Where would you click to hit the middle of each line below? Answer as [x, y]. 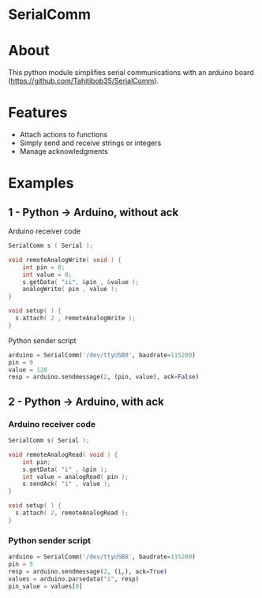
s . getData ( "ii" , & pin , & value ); [81, 282]
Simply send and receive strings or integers [90, 143]
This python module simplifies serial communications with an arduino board [131, 73]
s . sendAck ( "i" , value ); [67, 484]
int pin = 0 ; [44, 267]
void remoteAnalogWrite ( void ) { [65, 260]
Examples [41, 183]
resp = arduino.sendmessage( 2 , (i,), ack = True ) [88, 571]
